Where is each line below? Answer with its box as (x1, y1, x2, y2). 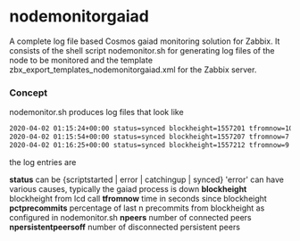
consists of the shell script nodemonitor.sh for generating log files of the (9, 45, 275, 55)
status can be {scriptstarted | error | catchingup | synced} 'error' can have (9, 174, 284, 185)
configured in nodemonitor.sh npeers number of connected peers (9, 212, 252, 222)
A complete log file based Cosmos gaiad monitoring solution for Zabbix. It (9, 36, 280, 46)
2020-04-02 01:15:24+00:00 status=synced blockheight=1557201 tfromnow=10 (9, 124, 294, 133)
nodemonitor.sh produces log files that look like (9, 107, 185, 118)
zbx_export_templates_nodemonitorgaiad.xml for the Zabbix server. (9, 64, 257, 75)
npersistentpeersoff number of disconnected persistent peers (9, 221, 241, 232)
